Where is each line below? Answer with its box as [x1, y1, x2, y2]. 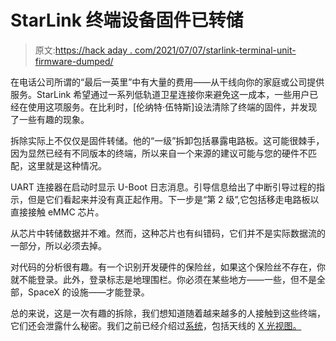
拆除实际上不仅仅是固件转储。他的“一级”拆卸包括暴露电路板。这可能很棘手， [10, 134, 325, 146]
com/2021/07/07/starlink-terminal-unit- [134, 44, 297, 56]
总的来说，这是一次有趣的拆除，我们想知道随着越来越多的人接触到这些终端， [10, 307, 326, 319]
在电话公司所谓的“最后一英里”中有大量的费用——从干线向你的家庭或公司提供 [10, 76, 325, 88]
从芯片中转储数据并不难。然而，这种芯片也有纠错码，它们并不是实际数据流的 [10, 227, 326, 239]
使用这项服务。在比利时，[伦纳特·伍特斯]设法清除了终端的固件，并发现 [27, 101, 318, 113]
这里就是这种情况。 [27, 159, 107, 171]
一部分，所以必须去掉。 [10, 239, 107, 251]
